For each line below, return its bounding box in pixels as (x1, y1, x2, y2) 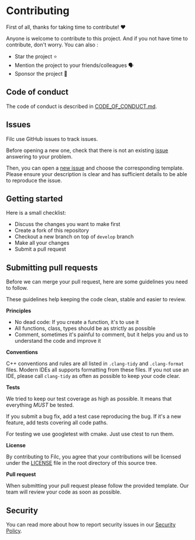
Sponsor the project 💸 (14, 70, 68, 77)
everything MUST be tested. (6, 401, 74, 409)
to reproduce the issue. (6, 177, 63, 184)
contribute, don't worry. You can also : (6, 41, 98, 48)
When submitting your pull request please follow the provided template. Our (6, 482, 189, 490)
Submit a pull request (14, 245, 66, 253)
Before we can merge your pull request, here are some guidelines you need (6, 278, 189, 285)
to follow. (6, 285, 28, 292)
